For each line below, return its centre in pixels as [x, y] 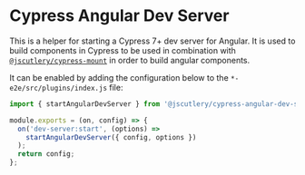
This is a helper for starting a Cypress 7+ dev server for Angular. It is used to [152, 41]
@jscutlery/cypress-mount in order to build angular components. [130, 60]
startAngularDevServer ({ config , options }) [111, 137]
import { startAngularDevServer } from [85, 104]
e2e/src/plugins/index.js [58, 88]
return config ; [46, 154]
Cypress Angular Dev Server [119, 16]
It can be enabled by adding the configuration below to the [119, 77]
